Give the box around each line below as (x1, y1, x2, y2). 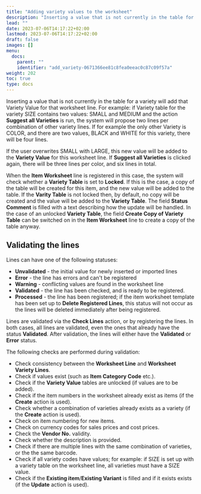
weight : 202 (6, 70, 36, 76)
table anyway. (6, 223, 41, 230)
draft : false (6, 37, 39, 43)
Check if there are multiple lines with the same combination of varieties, (14, 442, 192, 450)
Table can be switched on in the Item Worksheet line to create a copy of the (6, 216, 195, 224)
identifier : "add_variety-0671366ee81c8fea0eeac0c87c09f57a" (17, 64, 172, 71)
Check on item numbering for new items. (14, 417, 115, 424)
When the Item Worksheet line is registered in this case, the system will (6, 172, 184, 179)
